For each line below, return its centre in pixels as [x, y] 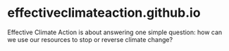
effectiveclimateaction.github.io [104, 13]
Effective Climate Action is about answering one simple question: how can [115, 32]
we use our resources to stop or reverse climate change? [90, 39]
